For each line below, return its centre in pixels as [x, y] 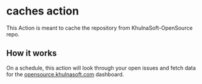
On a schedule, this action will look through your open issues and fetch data [101, 68]
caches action [43, 11]
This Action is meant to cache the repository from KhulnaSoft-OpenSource [99, 28]
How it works [32, 53]
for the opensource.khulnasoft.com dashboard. [65, 74]
